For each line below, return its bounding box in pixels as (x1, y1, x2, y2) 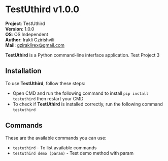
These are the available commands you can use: (5, 135, 107, 141)
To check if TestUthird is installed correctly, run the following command (12, 101, 163, 107)
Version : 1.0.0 (5, 25, 35, 32)
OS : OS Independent (5, 31, 48, 37)
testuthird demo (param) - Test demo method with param (12, 150, 133, 156)
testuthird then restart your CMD (12, 95, 84, 101)
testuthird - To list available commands (12, 144, 97, 151)
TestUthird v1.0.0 (5, 4, 80, 15)
